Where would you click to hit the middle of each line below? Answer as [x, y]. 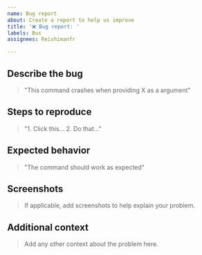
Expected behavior [49, 151]
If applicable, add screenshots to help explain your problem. [110, 206]
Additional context [48, 227]
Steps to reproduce [49, 112]
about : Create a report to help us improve [71, 20]
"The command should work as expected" [84, 167]
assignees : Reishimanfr [42, 39]
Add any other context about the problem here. [91, 244]
